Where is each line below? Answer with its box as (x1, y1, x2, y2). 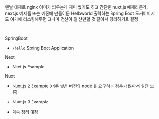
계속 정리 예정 (12, 109, 38, 115)
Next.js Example (12, 64, 45, 69)
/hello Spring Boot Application (12, 45, 74, 51)
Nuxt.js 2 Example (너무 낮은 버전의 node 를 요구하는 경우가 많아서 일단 (12, 83, 149, 89)
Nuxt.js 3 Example (12, 99, 48, 104)
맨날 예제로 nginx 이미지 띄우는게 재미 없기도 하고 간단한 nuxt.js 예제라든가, (5, 4, 148, 10)
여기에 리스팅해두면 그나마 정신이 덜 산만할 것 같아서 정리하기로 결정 (10, 17, 138, 22)
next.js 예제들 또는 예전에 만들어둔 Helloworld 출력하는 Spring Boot (5, 10, 134, 16)
